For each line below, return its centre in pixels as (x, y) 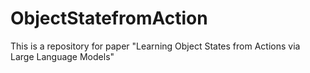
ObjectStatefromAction (109, 18)
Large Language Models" (62, 56)
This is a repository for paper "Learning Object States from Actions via (155, 46)
